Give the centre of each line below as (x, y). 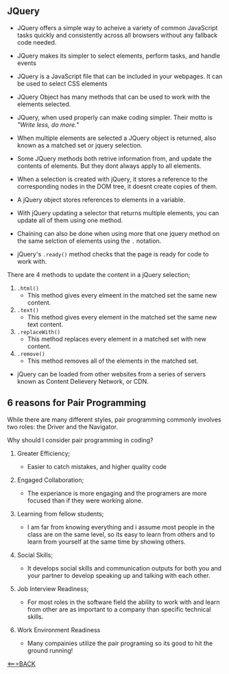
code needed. (37, 42)
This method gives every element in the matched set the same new (122, 317)
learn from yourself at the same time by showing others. (107, 542)
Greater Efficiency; (44, 453)
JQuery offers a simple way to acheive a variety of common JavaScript (117, 27)
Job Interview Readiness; (53, 588)
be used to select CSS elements (62, 83)
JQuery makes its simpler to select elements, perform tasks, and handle (119, 56)
